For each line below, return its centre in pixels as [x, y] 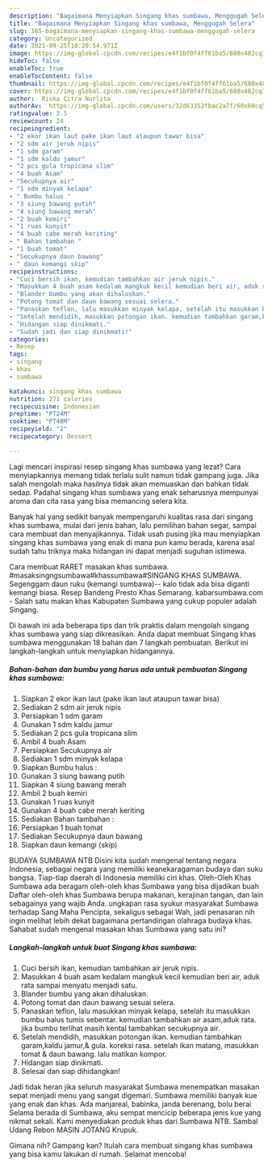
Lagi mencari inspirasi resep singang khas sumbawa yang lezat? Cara [125, 467]
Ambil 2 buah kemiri [54, 793]
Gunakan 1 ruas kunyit [58, 801]
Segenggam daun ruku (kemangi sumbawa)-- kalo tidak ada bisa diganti [129, 584]
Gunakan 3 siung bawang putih [73, 776]
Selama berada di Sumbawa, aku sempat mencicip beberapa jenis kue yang [135, 1112]
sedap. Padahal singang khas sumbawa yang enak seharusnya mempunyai [134, 492]
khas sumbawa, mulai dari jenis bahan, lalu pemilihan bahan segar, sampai [133, 525]
